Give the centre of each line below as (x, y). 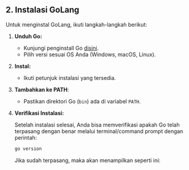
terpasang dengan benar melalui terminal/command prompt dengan (99, 131)
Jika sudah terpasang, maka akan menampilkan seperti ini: (87, 160)
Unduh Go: (28, 36)
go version (28, 149)
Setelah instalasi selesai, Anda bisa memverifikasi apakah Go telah (97, 125)
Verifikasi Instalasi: (39, 113)
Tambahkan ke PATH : (42, 90)
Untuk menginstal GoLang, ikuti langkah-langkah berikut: (76, 24)
